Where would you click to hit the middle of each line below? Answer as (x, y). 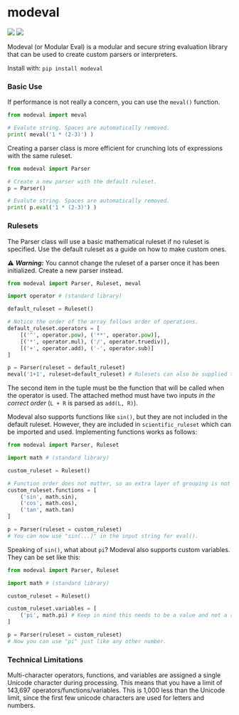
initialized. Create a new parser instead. (65, 270)
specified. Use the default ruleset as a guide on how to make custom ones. (117, 249)
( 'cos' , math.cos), (49, 503)
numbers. (21, 706)
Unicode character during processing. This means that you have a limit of (115, 683)
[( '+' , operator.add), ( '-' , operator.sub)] (87, 348)
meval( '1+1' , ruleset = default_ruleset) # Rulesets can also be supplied (117, 374)
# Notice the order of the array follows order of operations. (103, 322)
